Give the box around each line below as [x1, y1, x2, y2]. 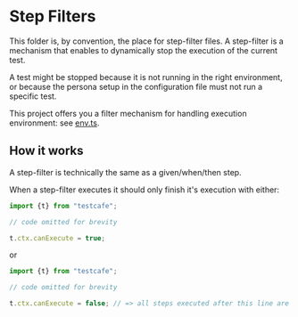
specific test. [9, 91, 57, 102]
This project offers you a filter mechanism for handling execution [9, 108, 247, 118]
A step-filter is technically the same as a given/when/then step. [9, 167, 243, 177]
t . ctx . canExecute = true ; [9, 233, 105, 242]
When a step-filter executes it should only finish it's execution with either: [9, 184, 279, 195]
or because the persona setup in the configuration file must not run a [9, 81, 263, 92]
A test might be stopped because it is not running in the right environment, [9, 71, 283, 82]
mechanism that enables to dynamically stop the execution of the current [9, 45, 278, 55]
